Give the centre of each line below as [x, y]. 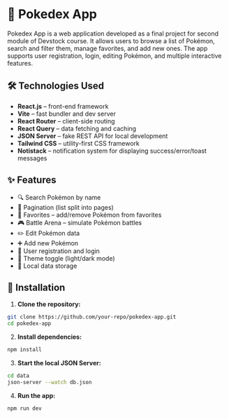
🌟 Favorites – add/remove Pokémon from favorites [89, 215]
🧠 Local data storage [47, 266]
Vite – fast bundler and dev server [67, 114]
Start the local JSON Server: [59, 363]
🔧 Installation [36, 288]
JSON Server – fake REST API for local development [93, 136]
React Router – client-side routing [66, 121]
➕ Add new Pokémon [48, 243]
